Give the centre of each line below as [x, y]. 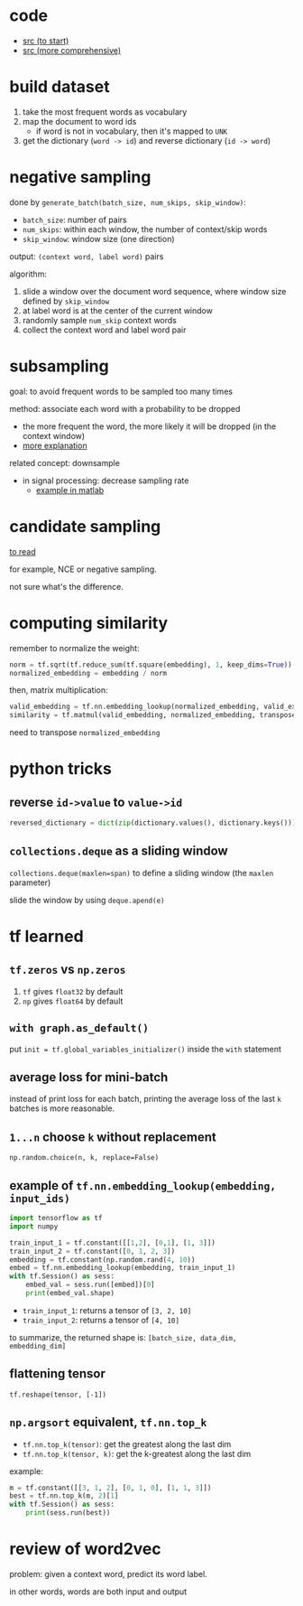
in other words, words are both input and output [98, 1592]
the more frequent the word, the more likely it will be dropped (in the [149, 426]
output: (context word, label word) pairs [87, 256]
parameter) [30, 882]
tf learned [46, 937]
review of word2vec [85, 1549]
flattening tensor [58, 1374]
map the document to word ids [79, 121]
